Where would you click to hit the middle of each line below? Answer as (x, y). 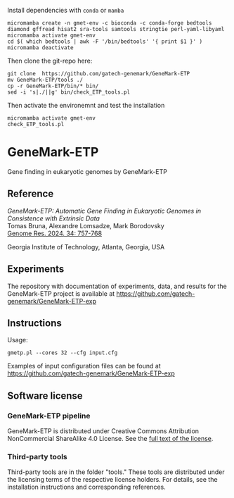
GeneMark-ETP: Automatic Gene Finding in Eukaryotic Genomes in (104, 211)
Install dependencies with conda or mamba (66, 10)
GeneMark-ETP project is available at (61, 293)
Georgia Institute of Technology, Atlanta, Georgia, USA (86, 247)
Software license (45, 396)
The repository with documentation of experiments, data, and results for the (117, 286)
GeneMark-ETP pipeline (49, 416)
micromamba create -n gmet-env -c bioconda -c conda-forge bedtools (110, 23)
